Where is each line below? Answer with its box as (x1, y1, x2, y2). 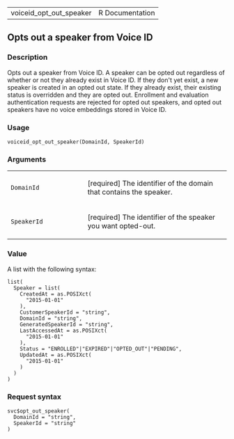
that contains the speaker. (87, 187, 173, 197)
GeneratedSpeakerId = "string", (19, 321, 114, 328)
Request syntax (7, 392, 61, 401)
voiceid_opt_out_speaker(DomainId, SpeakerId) (7, 138, 145, 145)
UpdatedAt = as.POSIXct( (19, 351, 92, 358)
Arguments (7, 154, 47, 164)
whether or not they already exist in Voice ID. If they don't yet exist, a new (7, 76, 219, 84)
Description (7, 52, 48, 62)
